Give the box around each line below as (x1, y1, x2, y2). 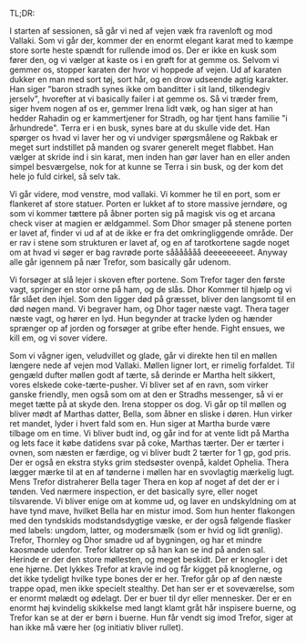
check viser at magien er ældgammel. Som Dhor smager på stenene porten (9, 218, 292, 228)
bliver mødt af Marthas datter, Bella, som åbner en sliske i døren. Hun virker (9, 408, 293, 419)
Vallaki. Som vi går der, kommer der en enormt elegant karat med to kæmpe (9, 36, 294, 46)
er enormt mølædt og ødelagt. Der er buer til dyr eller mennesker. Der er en (9, 593, 292, 604)
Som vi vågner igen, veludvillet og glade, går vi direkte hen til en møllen (9, 351, 278, 361)
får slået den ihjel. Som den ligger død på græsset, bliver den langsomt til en (9, 294, 296, 304)
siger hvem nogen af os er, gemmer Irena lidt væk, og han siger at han (9, 103, 273, 113)
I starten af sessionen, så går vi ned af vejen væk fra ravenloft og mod (9, 26, 273, 36)
